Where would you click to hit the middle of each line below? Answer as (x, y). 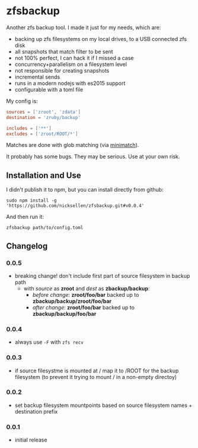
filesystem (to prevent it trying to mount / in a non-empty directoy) (95, 377)
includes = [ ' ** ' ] (29, 128)
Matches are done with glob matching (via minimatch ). (73, 145)
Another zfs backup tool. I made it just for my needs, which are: (84, 27)
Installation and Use (44, 175)
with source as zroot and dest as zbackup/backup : (87, 288)
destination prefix (36, 411)
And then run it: (25, 217)
